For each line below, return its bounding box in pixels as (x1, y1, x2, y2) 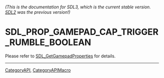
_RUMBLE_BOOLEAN (5, 37, 91, 48)
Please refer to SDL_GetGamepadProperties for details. (5, 53, 116, 59)
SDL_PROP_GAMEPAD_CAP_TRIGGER (5, 26, 159, 37)
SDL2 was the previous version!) (5, 9, 71, 15)
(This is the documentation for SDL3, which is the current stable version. (5, 4, 151, 10)
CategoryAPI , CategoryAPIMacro (5, 67, 71, 73)
